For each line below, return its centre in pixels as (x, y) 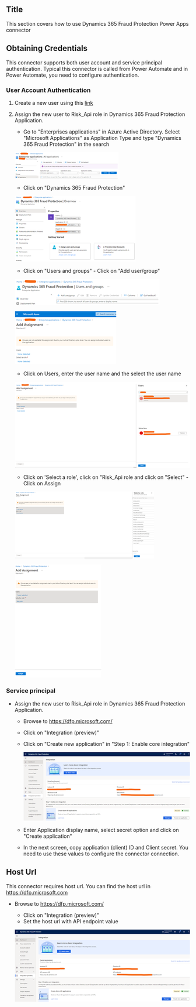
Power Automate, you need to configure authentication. (73, 75)
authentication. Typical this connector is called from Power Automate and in (97, 68)
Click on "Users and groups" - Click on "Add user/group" (92, 270)
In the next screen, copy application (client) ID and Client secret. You (106, 847)
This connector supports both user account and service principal (84, 62)
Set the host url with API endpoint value (71, 921)
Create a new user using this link (54, 102)
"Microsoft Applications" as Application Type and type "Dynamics (102, 138)
